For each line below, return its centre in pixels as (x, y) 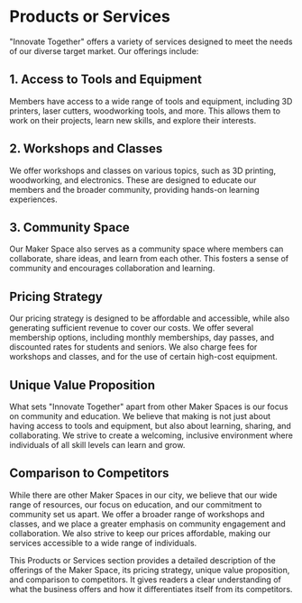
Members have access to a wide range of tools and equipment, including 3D (151, 101)
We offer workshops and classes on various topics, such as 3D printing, (143, 170)
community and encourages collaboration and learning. (112, 269)
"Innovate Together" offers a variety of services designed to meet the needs (151, 41)
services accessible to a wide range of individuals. (103, 543)
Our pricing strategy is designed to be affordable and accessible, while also (150, 318)
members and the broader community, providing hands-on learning (134, 189)
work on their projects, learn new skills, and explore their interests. (133, 120)
